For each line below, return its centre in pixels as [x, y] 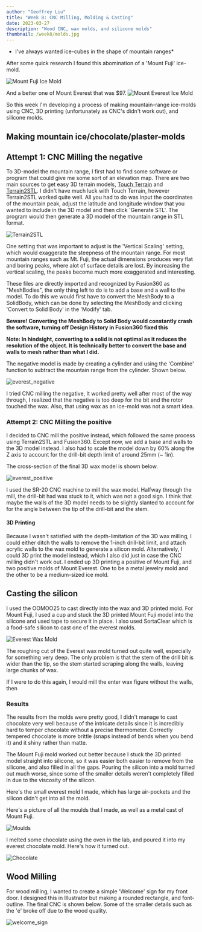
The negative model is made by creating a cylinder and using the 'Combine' [100, 364]
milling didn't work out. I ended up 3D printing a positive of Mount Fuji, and [99, 562]
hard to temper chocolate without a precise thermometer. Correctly [90, 730]
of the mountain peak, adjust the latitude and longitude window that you [96, 204]
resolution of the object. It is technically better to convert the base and [96, 345]
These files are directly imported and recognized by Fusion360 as [88, 284]
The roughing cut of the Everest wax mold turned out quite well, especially [99, 651]
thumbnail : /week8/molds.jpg [43, 34]
